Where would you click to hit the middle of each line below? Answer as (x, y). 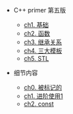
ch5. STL (36, 58)
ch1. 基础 (36, 25)
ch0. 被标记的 (43, 87)
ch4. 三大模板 (43, 51)
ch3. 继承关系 (43, 42)
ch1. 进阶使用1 (43, 96)
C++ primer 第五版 (40, 10)
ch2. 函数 (37, 34)
